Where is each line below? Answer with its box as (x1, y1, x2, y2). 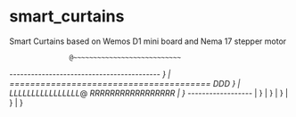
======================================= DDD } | (9, 78, 241, 88)
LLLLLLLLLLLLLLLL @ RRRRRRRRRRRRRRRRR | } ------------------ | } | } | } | (9, 88, 288, 98)
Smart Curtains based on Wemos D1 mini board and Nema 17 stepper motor (9, 36, 287, 46)
